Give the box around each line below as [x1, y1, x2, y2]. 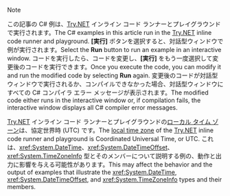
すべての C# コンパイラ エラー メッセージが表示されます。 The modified [7, 88, 209, 97]
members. [7, 183, 36, 191]
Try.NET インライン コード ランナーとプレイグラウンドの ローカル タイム [7, 118, 211, 125]
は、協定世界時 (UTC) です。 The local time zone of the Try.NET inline [19, 126, 214, 134]
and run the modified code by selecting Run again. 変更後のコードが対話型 [7, 71, 218, 79]
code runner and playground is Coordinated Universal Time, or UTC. [7, 135, 200, 143]
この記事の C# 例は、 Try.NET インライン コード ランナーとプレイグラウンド [7, 20, 221, 28]
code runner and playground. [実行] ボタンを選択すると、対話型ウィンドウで [7, 37, 224, 45]
